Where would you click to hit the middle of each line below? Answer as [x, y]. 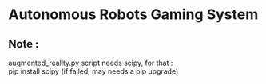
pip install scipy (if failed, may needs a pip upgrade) [93, 71]
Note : [24, 44]
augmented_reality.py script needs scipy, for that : [91, 63]
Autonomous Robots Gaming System [133, 15]
